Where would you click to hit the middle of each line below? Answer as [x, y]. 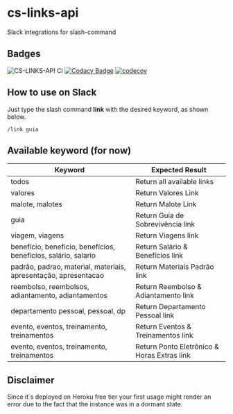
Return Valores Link [167, 193]
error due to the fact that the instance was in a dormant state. [95, 404]
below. [17, 117]
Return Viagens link [167, 235]
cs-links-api [43, 13]
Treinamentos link [164, 336]
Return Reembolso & [169, 287]
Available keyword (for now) [69, 150]
